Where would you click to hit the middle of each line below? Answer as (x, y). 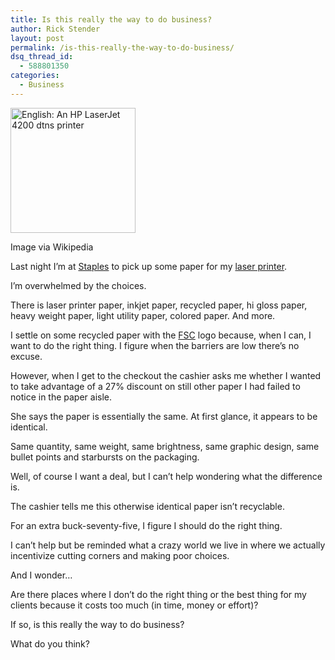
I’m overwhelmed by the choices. (78, 285)
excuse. (26, 356)
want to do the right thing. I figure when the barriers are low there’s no (155, 345)
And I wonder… (41, 575)
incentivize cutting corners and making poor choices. (120, 555)
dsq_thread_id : (42, 57)
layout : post (37, 38)
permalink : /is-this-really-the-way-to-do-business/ (122, 47)
